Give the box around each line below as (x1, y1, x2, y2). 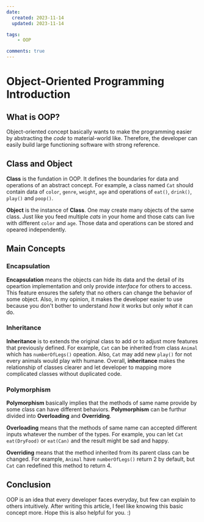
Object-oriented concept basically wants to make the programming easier (6, 128, 192, 135)
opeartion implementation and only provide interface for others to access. (6, 282, 192, 289)
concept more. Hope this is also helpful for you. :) (6, 509, 131, 516)
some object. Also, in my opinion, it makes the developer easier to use (6, 295, 183, 303)
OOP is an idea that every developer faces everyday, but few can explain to (6, 496, 196, 503)
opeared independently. (6, 226, 67, 233)
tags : (6, 31, 20, 37)
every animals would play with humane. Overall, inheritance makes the (6, 357, 185, 364)
